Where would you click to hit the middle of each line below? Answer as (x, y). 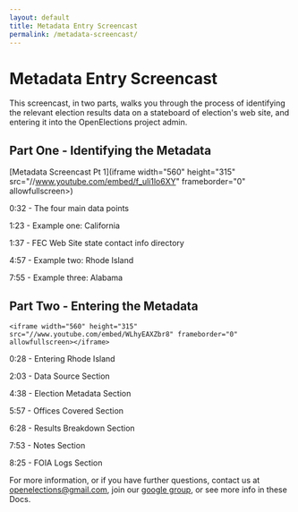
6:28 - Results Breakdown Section (72, 428)
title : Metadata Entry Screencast (74, 26)
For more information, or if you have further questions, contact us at (135, 480)
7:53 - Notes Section (47, 445)
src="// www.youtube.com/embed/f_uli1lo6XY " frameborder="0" (128, 182)
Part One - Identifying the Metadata (111, 150)
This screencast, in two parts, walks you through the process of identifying (148, 103)
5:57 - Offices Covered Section (66, 410)
